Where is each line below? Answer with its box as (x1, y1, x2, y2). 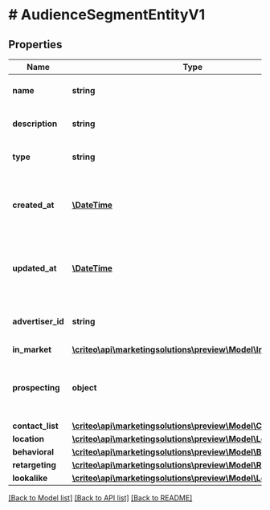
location (12, 434, 44, 444)
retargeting (12, 459, 56, 471)
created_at (12, 199, 55, 210)
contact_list (12, 420, 59, 431)
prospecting (12, 382, 60, 393)
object (72, 382, 97, 393)
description (12, 118, 58, 129)
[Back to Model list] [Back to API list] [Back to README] (8, 493, 193, 503)
